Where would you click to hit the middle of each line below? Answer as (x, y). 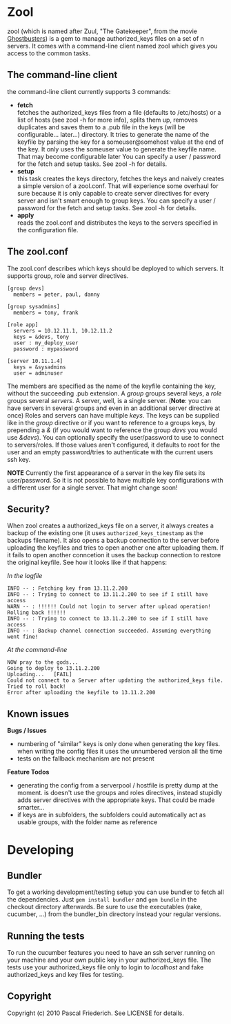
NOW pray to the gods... (43, 662)
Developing (41, 850)
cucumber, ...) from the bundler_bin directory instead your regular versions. (114, 914)
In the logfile (25, 576)
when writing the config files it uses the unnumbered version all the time (120, 752)
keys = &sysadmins (40, 367)
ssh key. (19, 459)
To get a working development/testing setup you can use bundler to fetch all (115, 892)
